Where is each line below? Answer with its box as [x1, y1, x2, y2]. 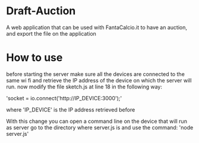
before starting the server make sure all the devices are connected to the [6, 70, 185, 78]
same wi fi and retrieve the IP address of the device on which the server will [6, 77, 192, 84]
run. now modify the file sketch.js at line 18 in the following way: [6, 83, 162, 90]
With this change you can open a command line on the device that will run [6, 117, 187, 125]
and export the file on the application [6, 30, 97, 37]
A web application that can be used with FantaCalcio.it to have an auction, [6, 24, 187, 31]
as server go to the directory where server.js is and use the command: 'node [6, 123, 194, 131]
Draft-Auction [6, 4, 76, 18]
